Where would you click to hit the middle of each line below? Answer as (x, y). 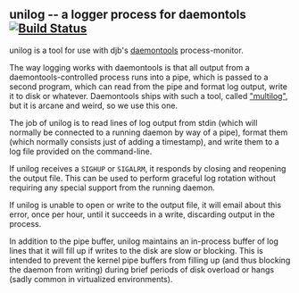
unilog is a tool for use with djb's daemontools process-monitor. (126, 50)
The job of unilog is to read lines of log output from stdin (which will (133, 122)
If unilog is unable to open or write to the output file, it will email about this (145, 205)
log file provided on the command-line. (81, 151)
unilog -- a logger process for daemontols (128, 15)
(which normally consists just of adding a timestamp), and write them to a (144, 141)
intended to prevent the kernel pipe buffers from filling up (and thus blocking (150, 260)
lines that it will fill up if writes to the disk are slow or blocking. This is (136, 250)
